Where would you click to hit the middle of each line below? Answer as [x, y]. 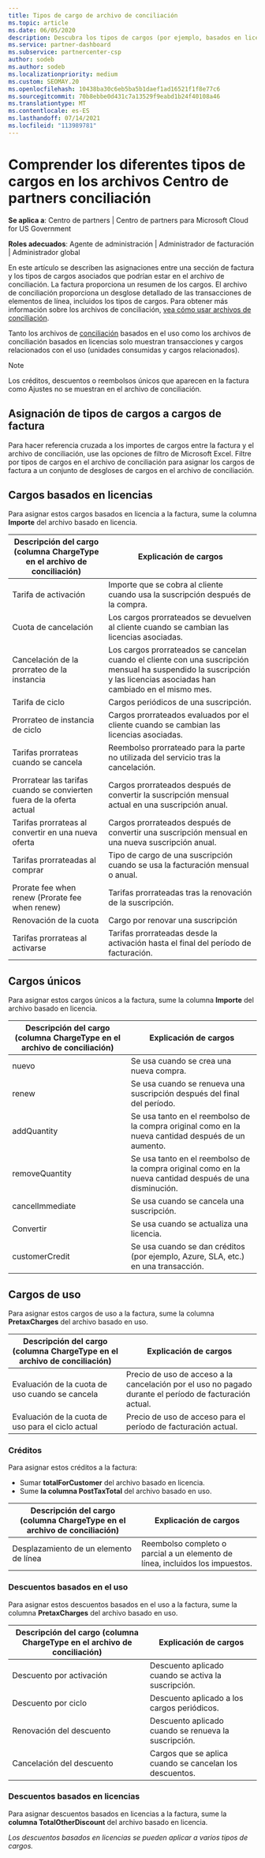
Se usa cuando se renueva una [188, 1084]
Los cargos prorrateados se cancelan [177, 650]
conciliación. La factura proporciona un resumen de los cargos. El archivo [128, 284]
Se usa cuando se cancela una [187, 1201]
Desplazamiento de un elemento [72, 1548]
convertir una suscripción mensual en [178, 832]
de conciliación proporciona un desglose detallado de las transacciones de [130, 292]
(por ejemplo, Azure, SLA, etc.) [188, 1256]
